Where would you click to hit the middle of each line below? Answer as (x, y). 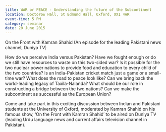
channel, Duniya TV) (26, 48)
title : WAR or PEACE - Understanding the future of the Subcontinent (79, 10)
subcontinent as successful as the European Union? (58, 94)
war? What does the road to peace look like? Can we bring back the (84, 78)
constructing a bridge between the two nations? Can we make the (72, 89)
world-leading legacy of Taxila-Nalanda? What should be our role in (74, 84)
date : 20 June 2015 (25, 28)
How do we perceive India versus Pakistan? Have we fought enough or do (81, 57)
